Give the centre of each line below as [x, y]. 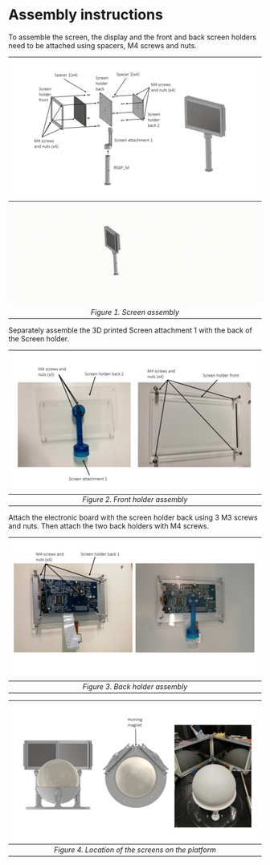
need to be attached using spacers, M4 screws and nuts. [102, 45]
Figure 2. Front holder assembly [135, 500]
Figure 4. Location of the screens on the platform [135, 850]
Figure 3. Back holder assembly [135, 687]
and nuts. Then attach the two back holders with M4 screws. [109, 526]
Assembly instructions [86, 15]
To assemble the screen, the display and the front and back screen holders [133, 37]
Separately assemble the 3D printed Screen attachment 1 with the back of [131, 330]
